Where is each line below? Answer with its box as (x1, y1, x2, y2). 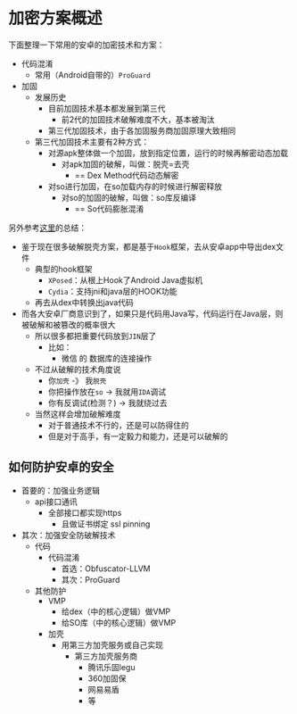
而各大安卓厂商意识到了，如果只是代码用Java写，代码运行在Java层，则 (21, 308, 284, 319)
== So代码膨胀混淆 (74, 203, 144, 214)
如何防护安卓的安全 (8, 460, 114, 475)
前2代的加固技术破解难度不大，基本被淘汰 (61, 113, 215, 125)
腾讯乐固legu (87, 661, 136, 672)
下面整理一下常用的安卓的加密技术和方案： (8, 39, 165, 50)
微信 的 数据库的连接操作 (61, 353, 153, 363)
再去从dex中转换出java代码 (34, 296, 135, 308)
